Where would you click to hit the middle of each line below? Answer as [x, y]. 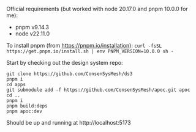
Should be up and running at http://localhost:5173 [69, 123]
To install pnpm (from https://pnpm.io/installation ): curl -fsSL [84, 46]
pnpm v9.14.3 [32, 27]
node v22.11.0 [32, 34]
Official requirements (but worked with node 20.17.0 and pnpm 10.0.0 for [97, 9]
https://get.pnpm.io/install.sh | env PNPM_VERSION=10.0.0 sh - [90, 51]
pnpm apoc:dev [24, 111]
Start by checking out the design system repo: [65, 63]
